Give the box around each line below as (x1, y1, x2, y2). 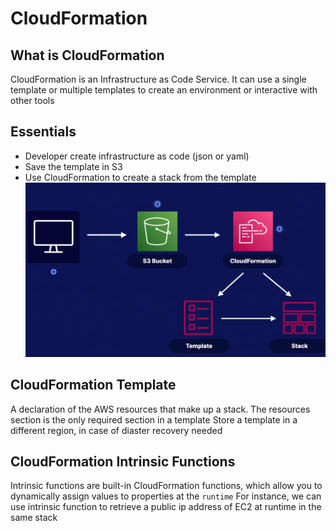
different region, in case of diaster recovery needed (10, 424, 223, 436)
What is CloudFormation (10, 47, 165, 64)
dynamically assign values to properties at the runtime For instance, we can (10, 490, 322, 502)
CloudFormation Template (10, 377, 177, 394)
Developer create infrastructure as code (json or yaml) (24, 150, 250, 162)
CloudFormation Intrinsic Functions (10, 453, 236, 471)
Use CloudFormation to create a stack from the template (24, 171, 257, 183)
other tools (10, 95, 55, 106)
